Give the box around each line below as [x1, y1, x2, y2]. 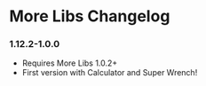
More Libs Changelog [9, 6, 170, 27]
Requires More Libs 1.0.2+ [21, 58, 118, 68]
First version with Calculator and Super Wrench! [21, 67, 198, 78]
